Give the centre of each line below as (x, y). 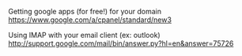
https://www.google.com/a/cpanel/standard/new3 (90, 20)
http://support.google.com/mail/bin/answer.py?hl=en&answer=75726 (121, 43)
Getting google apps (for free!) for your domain (85, 11)
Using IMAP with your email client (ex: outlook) (84, 35)
